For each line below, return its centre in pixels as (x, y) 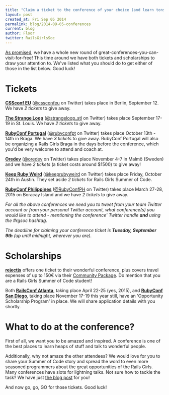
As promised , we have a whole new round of (51, 52)
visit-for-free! (19, 58)
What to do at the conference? (70, 327)
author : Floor (20, 33)
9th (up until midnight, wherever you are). (49, 236)
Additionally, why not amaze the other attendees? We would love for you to (83, 356)
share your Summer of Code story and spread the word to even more (77, 361)
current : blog (20, 29)
